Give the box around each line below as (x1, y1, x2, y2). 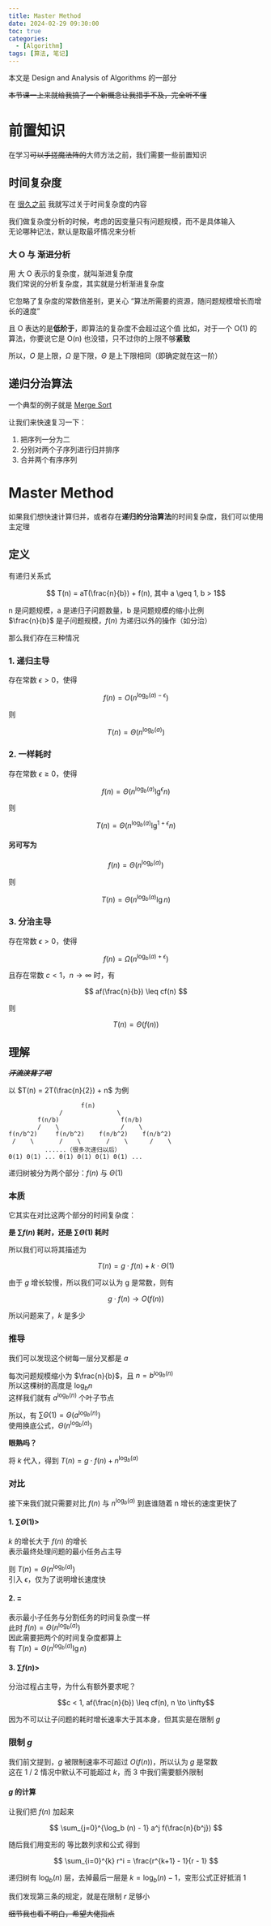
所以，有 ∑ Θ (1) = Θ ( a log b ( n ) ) (8, 1409, 101, 1420)
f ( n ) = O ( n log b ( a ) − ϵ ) (103, 691, 169, 702)
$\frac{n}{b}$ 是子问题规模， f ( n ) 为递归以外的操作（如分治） (8, 615, 212, 625)
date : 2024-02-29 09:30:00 (8, 19, 100, 28)
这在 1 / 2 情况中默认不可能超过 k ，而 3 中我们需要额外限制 (8, 1767, 204, 1777)
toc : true (8, 27, 42, 35)
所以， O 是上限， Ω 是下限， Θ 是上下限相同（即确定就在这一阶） (8, 351, 222, 361)
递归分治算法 (8, 377, 73, 390)
